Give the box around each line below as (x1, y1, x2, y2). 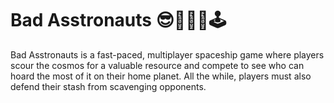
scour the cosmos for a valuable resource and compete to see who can (10, 59, 305, 71)
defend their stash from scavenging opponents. (10, 80, 207, 92)
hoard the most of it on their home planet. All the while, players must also (10, 70, 312, 82)
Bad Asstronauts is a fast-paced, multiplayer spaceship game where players (10, 48, 325, 61)
